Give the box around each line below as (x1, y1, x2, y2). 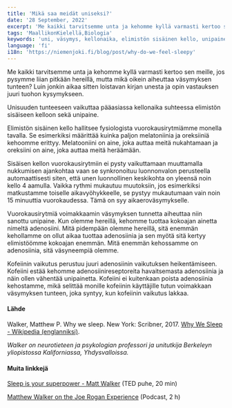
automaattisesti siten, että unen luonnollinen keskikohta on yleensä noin (7, 174, 212, 182)
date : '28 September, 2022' (7, 17, 88, 24)
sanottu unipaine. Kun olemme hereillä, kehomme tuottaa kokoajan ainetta (7, 216, 217, 225)
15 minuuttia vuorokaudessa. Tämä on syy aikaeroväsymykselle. (7, 196, 190, 204)
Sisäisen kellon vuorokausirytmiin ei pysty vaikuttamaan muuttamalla (7, 159, 203, 167)
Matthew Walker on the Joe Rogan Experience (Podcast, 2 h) (7, 393, 181, 401)
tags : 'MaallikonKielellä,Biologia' (7, 29, 113, 37)
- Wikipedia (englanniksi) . (7, 328, 80, 336)
